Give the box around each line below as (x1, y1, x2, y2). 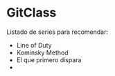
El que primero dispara (16, 55, 82, 64)
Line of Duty (16, 41, 53, 49)
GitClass (6, 5, 57, 21)
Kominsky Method (16, 48, 69, 57)
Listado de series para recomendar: (6, 28, 109, 36)
